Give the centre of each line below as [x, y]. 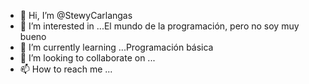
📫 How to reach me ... [66, 69]
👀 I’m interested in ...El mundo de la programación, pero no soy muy [159, 26]
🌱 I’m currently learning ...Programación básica [116, 47]
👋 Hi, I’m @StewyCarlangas [76, 15]
